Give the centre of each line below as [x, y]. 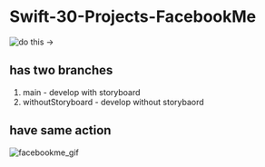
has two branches [61, 70]
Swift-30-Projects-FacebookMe [133, 17]
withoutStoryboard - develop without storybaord [113, 102]
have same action [60, 130]
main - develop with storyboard [81, 92]
